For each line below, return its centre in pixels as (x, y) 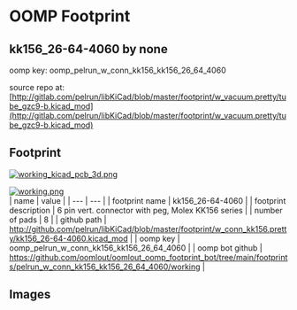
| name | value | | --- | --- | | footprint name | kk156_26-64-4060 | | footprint (148, 200)
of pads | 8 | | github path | (58, 220)
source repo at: (37, 87)
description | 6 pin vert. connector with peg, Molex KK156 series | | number (146, 210)
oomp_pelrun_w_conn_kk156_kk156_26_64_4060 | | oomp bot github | (136, 248)
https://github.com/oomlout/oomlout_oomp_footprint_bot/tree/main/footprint (148, 257)
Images (30, 294)
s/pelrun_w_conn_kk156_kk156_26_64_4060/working (105, 267)
